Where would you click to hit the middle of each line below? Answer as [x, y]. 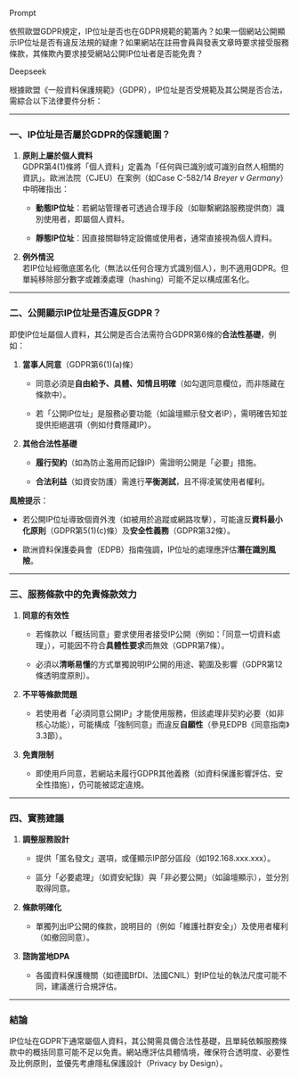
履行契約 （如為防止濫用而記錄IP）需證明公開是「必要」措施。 [148, 462]
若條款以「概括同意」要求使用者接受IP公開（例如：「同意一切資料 [154, 634]
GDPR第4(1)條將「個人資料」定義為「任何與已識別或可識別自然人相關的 [153, 167]
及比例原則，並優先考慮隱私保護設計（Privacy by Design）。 [118, 1064]
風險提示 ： [29, 500]
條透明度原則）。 [65, 675]
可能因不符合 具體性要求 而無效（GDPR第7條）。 [144, 645]
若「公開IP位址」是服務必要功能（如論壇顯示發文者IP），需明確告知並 [161, 413]
